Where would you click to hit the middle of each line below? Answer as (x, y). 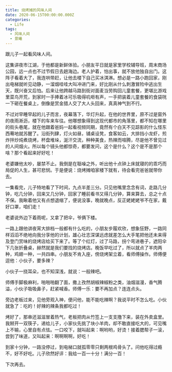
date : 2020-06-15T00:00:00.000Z (40, 15)
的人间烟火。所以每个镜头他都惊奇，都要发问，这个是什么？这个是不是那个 (84, 146)
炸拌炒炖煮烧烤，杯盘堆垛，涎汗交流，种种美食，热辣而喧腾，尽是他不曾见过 (86, 140)
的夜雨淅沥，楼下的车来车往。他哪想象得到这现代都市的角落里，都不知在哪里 (86, 121)
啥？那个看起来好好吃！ (30, 152)
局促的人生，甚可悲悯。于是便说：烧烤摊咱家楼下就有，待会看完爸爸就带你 (84, 170)
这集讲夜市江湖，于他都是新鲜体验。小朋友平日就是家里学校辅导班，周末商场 (86, 65)
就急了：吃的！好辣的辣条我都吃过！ (44, 306)
